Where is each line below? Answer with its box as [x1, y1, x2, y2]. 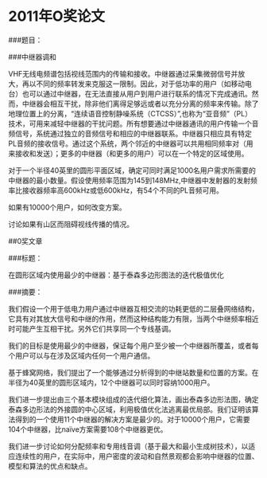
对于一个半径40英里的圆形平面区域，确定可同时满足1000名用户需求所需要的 [8, 165, 257, 175]
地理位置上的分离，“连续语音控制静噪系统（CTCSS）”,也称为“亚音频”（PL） [8, 108, 253, 118]
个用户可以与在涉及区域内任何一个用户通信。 [8, 351, 155, 360]
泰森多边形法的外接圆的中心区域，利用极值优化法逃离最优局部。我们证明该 [8, 404, 252, 414]
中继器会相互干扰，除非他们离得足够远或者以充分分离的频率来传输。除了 [21, 99, 259, 108]
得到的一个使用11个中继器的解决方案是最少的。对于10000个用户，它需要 [14, 414, 250, 424]
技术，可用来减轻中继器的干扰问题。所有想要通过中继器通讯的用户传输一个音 [8, 119, 259, 128]
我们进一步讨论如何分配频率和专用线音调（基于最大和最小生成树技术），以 [8, 441, 249, 451]
